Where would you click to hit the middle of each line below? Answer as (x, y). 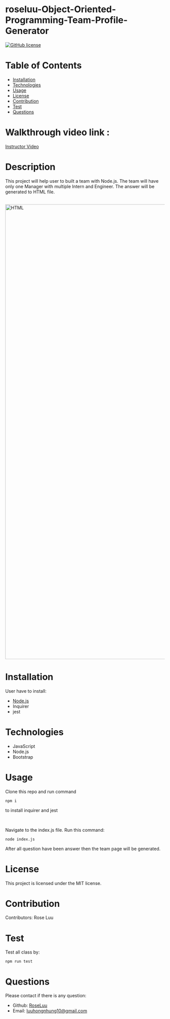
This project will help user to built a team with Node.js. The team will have (82, 181)
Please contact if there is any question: (46, 996)
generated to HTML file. (30, 192)
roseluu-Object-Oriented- (61, 9)
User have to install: (26, 691)
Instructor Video (22, 146)
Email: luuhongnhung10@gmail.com (50, 1011)
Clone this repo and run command (41, 791)
